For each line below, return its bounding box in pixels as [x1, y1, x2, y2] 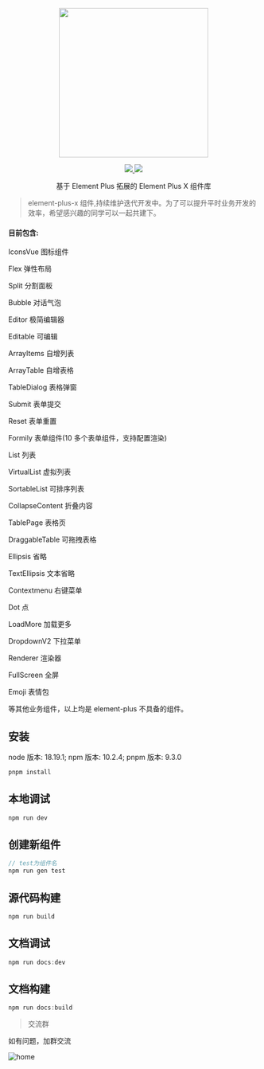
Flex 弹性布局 [8, 264, 52, 274]
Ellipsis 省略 [8, 552, 48, 562]
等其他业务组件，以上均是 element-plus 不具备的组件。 [8, 704, 188, 714]
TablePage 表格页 [8, 518, 66, 527]
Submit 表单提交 [8, 399, 62, 409]
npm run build [8, 912, 56, 920]
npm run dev [8, 813, 48, 822]
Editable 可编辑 [8, 331, 58, 342]
